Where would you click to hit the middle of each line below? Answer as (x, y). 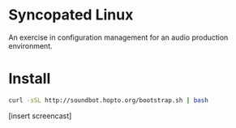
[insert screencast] (40, 116)
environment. (30, 45)
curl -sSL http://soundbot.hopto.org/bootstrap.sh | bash (108, 100)
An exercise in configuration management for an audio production (118, 37)
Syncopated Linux (71, 15)
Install (30, 79)
